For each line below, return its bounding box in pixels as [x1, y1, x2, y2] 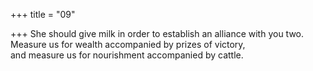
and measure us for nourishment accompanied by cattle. [10, 49, 244, 61]
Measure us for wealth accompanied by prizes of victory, [10, 39, 246, 50]
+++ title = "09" [10, 9, 76, 20]
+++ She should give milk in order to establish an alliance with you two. [10, 28, 305, 39]
